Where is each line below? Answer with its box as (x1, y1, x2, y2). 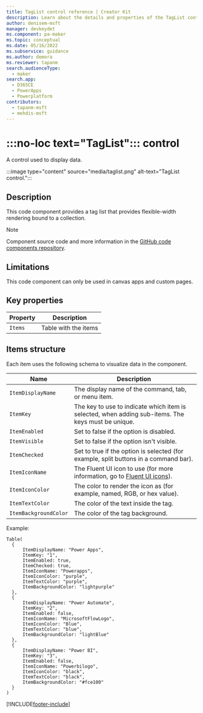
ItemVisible (9, 438, 44, 445)
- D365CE (11, 82, 34, 88)
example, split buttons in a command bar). (74, 455, 193, 463)
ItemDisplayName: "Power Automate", (22, 600, 115, 606)
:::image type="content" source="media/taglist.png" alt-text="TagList (6, 168, 180, 176)
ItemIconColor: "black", (22, 668, 85, 675)
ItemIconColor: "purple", (22, 573, 88, 579)
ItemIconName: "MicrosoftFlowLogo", (22, 616, 115, 622)
